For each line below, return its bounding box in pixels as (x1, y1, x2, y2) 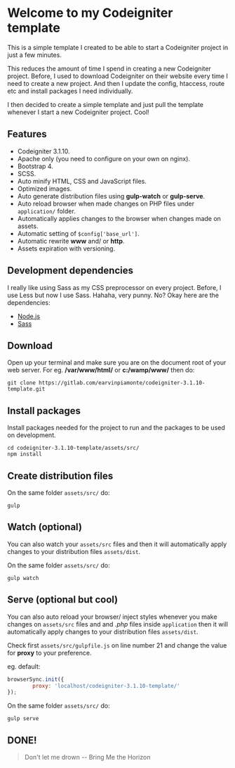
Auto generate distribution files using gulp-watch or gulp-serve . (17, 191, 206, 200)
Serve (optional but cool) (7, 593, 119, 606)
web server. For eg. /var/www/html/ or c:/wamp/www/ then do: (7, 366, 195, 374)
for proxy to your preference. (7, 648, 92, 657)
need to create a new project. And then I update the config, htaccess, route (7, 79, 225, 87)
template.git (7, 386, 46, 393)
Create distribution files (7, 470, 114, 481)
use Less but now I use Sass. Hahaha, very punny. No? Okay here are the (7, 291, 220, 299)
